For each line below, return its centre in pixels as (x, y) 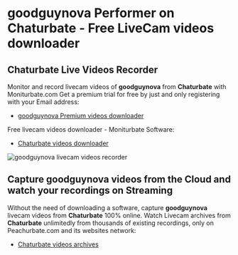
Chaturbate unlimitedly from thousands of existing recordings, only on (111, 223)
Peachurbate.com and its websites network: (72, 230)
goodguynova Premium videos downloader (81, 116)
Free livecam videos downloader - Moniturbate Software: (91, 129)
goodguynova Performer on (91, 13)
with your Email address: (43, 102)
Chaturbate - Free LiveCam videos (111, 28)
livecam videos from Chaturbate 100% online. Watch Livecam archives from (119, 215)
